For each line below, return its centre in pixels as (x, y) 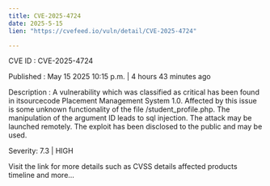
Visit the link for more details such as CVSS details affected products (123, 167)
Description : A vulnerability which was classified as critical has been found (134, 92)
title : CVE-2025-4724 (45, 16)
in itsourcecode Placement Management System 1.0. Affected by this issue (133, 101)
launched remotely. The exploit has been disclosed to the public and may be (135, 127)
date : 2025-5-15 (36, 23)
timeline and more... (42, 175)
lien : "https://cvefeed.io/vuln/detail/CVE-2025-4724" (103, 31)
